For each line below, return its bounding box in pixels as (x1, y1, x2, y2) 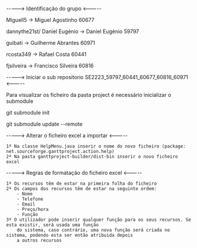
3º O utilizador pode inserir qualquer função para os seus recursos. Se (6, 217, 192, 223)
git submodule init (6, 109, 50, 116)
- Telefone (17, 196, 44, 202)
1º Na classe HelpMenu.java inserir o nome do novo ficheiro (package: (6, 143, 186, 149)
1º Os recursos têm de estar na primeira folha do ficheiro (6, 181, 157, 187)
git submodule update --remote (6, 120, 83, 128)
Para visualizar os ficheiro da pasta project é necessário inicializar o (6, 92, 172, 98)
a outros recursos (17, 237, 62, 243)
